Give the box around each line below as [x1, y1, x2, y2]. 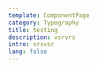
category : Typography [8, 19, 80, 27]
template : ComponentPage [8, 11, 90, 20]
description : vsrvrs [8, 33, 76, 41]
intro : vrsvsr [8, 41, 55, 48]
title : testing [8, 26, 58, 34]
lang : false [8, 48, 47, 55]
